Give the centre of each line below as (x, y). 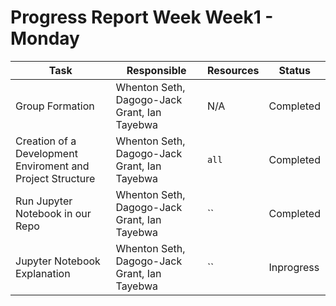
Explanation (43, 273)
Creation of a (46, 141)
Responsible (156, 70)
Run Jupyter (44, 201)
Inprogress (294, 267)
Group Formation (55, 106)
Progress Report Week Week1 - (142, 17)
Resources (233, 70)
